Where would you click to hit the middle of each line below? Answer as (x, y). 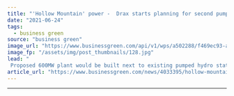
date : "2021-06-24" (36, 20)
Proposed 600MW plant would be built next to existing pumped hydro (112, 65)
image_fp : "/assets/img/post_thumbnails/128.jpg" (81, 53)
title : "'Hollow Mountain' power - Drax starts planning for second (110, 14)
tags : (15, 26)
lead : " (18, 59)
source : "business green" (45, 40)
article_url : (26, 72)
